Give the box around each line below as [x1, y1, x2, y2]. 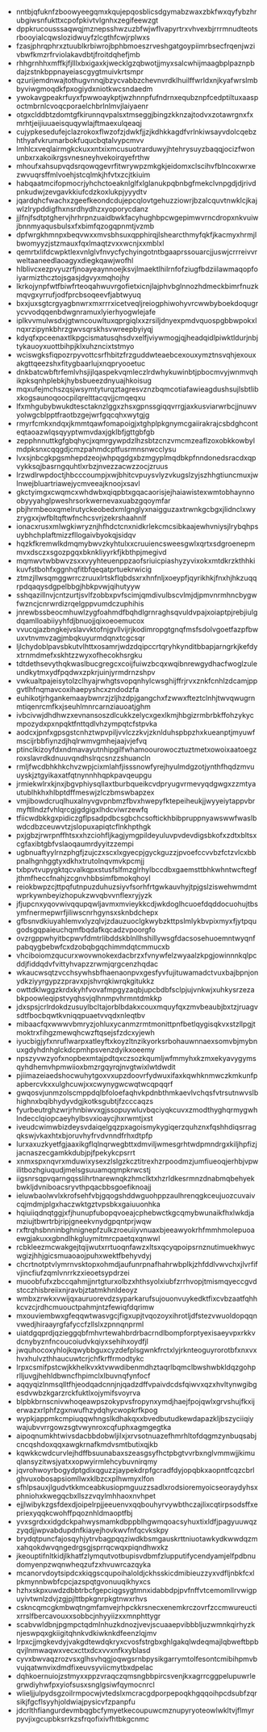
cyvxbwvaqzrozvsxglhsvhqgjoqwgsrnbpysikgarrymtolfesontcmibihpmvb [15, 1654, 258, 1663]
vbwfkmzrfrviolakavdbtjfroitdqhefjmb [15, 50, 141, 59]
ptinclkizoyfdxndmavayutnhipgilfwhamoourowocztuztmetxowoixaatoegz [15, 744, 257, 754]
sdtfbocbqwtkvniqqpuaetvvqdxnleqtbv [15, 1011, 146, 1020]
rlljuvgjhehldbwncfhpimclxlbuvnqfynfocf [15, 1371, 151, 1380]
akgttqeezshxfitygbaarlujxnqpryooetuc [15, 359, 146, 368]
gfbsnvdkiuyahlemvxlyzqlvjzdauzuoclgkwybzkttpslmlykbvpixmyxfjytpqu [15, 916, 257, 925]
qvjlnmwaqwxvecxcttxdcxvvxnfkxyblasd [15, 1646, 151, 1654]
